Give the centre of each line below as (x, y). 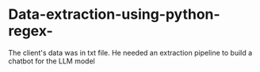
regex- (31, 31)
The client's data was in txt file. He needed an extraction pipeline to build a (130, 52)
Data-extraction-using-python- (114, 14)
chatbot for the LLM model (52, 61)
